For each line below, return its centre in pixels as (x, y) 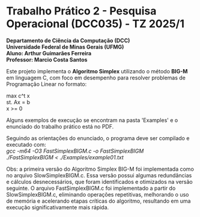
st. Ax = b (18, 102)
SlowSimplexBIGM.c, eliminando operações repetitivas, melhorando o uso (98, 194)
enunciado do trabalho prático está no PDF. (60, 126)
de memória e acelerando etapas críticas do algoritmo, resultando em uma (98, 201)
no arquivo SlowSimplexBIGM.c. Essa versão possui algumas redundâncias (99, 175)
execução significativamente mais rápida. (58, 207)
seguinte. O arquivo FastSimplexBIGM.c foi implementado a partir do (91, 188)
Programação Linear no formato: (47, 84)
